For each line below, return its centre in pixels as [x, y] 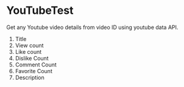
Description [30, 77]
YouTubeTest [40, 11]
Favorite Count [34, 71]
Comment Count [36, 65]
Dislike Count [32, 58]
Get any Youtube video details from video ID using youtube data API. [92, 27]
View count [29, 45]
